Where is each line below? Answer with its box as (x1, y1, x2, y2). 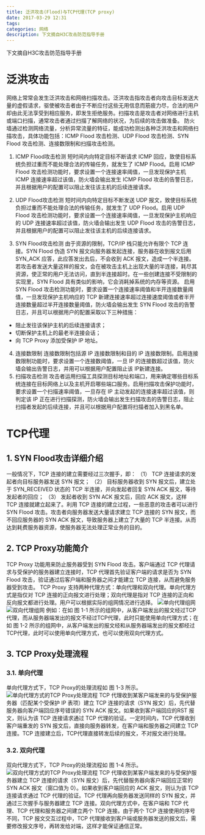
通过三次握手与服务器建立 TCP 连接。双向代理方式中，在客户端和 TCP (6, 799, 182, 806)
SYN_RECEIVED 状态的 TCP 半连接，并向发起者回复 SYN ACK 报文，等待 (13, 486, 196, 493)
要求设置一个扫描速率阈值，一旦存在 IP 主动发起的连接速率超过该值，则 (15, 388, 195, 396)
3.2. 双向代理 (6, 746, 45, 754)
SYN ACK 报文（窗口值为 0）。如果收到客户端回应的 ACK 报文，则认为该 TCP (6, 784, 199, 791)
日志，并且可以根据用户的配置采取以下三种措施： (15, 309, 138, 316)
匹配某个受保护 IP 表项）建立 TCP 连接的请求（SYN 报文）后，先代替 (22, 699, 196, 706)
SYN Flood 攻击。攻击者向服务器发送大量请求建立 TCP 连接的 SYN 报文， (6, 508, 191, 516)
